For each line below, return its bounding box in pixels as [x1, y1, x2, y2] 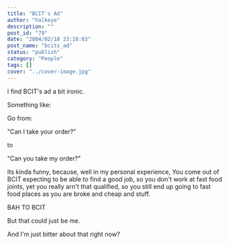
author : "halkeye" [7, 17, 60, 24]
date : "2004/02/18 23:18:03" [7, 36, 91, 43]
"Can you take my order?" [7, 154, 81, 163]
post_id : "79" [7, 29, 48, 37]
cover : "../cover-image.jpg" [7, 68, 91, 75]
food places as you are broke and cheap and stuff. [7, 190, 151, 198]
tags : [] [7, 62, 33, 69]
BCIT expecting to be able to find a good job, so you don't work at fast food [7, 174, 223, 183]
